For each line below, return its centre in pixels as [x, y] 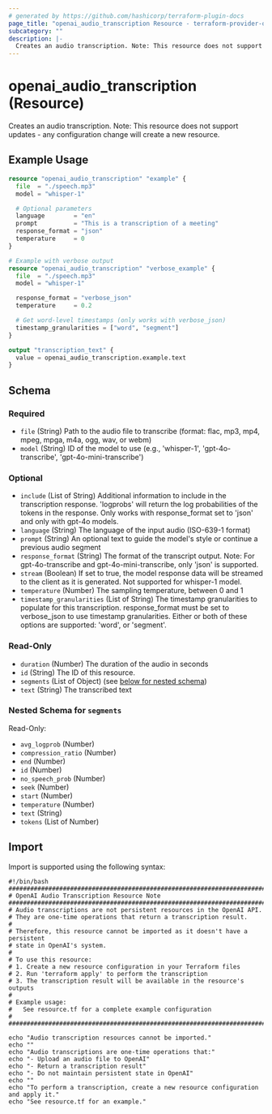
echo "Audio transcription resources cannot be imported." [110, 1038]
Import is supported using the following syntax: [87, 867]
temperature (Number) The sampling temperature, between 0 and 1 [132, 591]
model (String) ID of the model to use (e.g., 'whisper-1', [110, 448]
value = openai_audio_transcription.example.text [101, 358]
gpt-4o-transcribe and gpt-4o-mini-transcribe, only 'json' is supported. [139, 565]
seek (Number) [45, 787]
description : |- [36, 39]
